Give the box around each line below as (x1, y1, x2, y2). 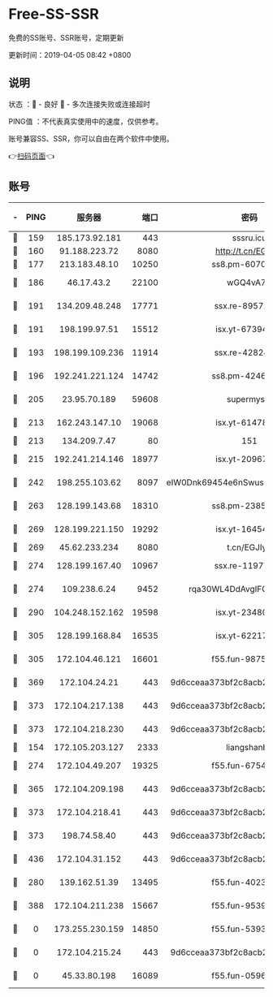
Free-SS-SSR (8, 5, 99, 24)
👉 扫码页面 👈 (8, 151, 55, 161)
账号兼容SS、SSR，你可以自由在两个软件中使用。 (8, 133, 174, 143)
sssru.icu (232, 232, 267, 244)
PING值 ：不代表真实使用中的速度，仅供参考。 (8, 116, 163, 126)
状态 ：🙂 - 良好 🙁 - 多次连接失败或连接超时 (8, 99, 150, 109)
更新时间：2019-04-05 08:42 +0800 (8, 50, 132, 59)
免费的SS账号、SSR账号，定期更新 (8, 32, 124, 42)
